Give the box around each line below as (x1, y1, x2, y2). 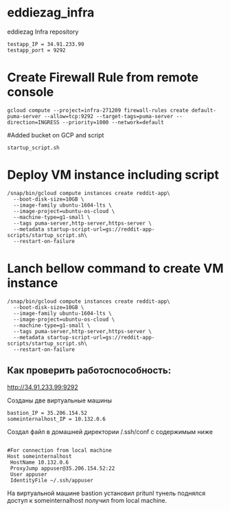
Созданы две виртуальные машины (7, 396, 112, 405)
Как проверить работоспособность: (7, 365, 172, 376)
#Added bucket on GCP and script (7, 130, 104, 139)
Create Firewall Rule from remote (7, 70, 199, 85)
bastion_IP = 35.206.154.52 (7, 409, 88, 416)
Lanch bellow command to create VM (7, 261, 224, 276)
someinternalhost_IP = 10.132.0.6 (7, 416, 106, 422)
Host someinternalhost (7, 453, 72, 459)
